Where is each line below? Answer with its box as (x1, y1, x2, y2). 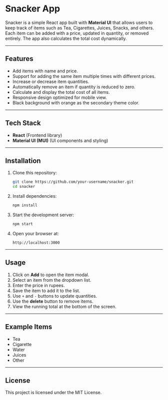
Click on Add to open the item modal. (12, 272, 89, 278)
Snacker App (5, 3, 60, 14)
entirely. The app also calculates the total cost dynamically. (5, 35, 127, 41)
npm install (12, 203, 37, 208)
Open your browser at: (12, 230, 59, 236)
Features (5, 54, 33, 63)
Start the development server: (12, 212, 74, 218)
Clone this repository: (12, 170, 57, 176)
